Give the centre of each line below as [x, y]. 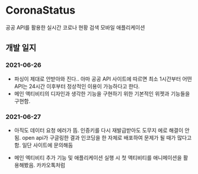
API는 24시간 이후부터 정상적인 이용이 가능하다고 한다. [77, 86]
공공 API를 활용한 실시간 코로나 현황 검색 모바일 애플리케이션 [75, 27]
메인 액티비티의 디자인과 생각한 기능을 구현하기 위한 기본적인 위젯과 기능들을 [102, 94]
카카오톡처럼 [51, 165]
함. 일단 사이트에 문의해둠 [44, 145]
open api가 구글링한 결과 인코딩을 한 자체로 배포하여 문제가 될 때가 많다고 [107, 137]
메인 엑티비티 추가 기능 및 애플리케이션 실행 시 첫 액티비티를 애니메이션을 [98, 157]
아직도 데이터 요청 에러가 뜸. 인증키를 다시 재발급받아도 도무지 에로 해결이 [99, 130]
